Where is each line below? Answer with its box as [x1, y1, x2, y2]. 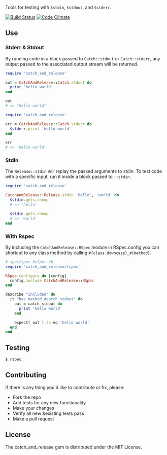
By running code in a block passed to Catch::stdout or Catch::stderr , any [5, 55, 160, 61]
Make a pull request [12, 415, 54, 422]
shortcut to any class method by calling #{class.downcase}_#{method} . [5, 250, 151, 256]
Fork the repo [12, 394, 42, 400]
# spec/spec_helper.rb [5, 259, 53, 264]
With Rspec [5, 233, 35, 240]
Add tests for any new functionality [12, 399, 86, 405]
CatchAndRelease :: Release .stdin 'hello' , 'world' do [5, 193, 119, 198]
